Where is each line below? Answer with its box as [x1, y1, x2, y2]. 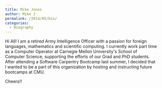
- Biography [9, 25, 34, 30]
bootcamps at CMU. [5, 69, 45, 75]
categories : [5, 20, 29, 26]
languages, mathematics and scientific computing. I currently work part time [5, 44, 157, 49]
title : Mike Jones [5, 7, 42, 12]
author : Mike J [5, 12, 36, 16]
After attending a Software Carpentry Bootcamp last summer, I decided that [5, 59, 156, 65]
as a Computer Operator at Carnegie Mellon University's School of [5, 49, 137, 55]
